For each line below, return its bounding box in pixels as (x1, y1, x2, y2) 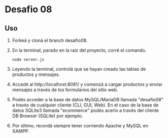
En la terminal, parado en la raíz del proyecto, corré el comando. (12, 47, 147, 53)
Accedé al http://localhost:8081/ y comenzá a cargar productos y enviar (12, 81, 163, 87)
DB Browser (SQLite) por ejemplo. (12, 113, 83, 119)
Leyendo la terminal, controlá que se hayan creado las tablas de (12, 66, 146, 72)
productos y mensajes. (12, 71, 60, 77)
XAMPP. (12, 128, 30, 134)
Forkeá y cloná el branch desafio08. (12, 37, 88, 43)
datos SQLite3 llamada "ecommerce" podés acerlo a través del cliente (12, 107, 159, 113)
